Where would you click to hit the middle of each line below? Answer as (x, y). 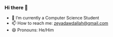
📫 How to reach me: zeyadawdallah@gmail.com (60, 23)
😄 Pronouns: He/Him (33, 30)
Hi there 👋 (16, 8)
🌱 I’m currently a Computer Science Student (55, 18)
